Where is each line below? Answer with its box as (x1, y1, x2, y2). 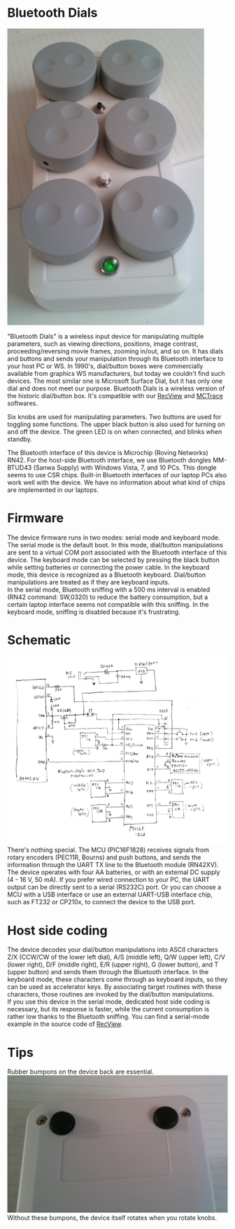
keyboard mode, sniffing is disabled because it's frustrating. (7, 608, 180, 616)
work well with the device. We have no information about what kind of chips (7, 478, 226, 486)
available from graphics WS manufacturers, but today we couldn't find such (7, 369, 225, 377)
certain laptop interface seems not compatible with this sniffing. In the (7, 600, 209, 608)
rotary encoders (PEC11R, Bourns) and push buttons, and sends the (7, 853, 201, 862)
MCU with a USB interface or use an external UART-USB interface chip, (7, 890, 213, 899)
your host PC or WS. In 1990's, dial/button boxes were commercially (7, 362, 204, 370)
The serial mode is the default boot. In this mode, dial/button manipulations (7, 540, 224, 549)
